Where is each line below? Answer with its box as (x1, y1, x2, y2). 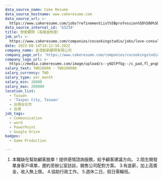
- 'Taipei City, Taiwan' (9, 98, 60, 103)
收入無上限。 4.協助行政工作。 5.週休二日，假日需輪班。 (20, 169, 133, 174)
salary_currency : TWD (5, 71, 49, 75)
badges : (5, 134, 21, 139)
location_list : (5, 89, 36, 93)
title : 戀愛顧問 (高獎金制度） (5, 30, 61, 35)
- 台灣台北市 (9, 102, 33, 107)
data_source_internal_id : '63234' (5, 25, 75, 30)
